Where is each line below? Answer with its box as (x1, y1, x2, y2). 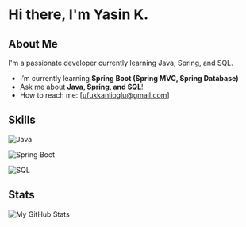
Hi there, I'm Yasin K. (8, 6, 149, 24)
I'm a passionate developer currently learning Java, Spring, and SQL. (8, 58, 234, 67)
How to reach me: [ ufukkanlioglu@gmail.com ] (19, 90, 170, 100)
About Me (8, 37, 58, 51)
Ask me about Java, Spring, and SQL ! (19, 82, 144, 91)
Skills (8, 113, 36, 127)
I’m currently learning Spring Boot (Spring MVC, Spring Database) (19, 74, 239, 83)
